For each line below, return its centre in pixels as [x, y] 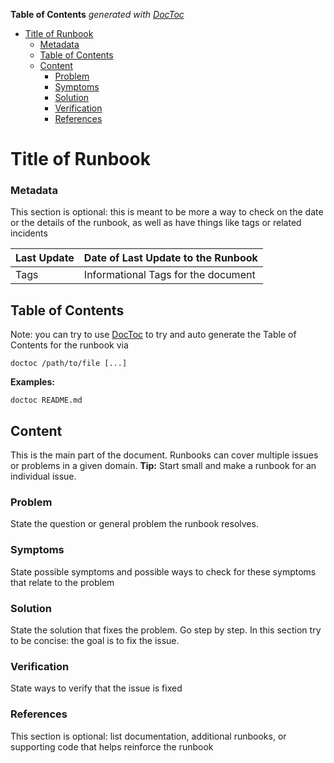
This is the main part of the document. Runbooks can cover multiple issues [164, 455]
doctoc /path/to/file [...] [69, 364]
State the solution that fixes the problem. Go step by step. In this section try [166, 630]
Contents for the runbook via [69, 345]
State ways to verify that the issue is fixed [96, 688]
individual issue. [43, 476]
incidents [29, 233]
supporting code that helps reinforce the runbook [112, 746]
